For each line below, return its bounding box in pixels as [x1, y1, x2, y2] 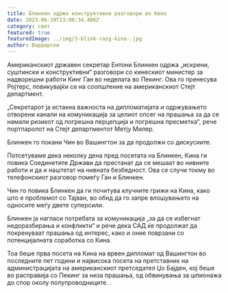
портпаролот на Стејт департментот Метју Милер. [7, 125, 155, 133]
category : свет [7, 23, 51, 29]
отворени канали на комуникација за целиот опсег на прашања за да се [7, 110, 220, 118]
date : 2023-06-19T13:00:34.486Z [7, 16, 99, 23]
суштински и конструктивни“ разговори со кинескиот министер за [7, 68, 203, 76]
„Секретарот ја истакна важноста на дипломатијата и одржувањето [7, 103, 207, 111]
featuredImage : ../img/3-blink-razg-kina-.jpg [7, 36, 142, 42]
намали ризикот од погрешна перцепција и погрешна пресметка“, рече [7, 118, 217, 125]
